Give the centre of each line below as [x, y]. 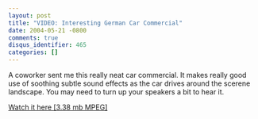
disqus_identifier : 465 [48, 45]
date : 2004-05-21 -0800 [48, 30]
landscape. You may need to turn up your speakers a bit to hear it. [116, 92]
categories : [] [33, 52]
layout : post [30, 15]
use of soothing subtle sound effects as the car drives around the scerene [129, 83]
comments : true [33, 38]
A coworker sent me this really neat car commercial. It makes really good [127, 75]
